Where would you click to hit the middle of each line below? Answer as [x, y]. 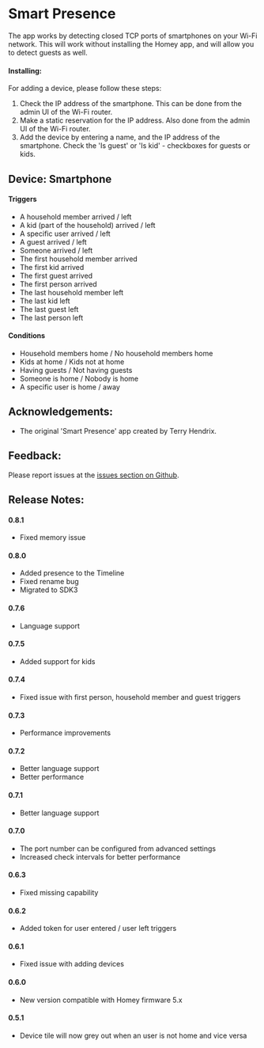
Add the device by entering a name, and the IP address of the [120, 137]
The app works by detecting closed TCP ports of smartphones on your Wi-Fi [133, 36]
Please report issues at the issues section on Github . [94, 475]
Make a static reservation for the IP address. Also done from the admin [135, 120]
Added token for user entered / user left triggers [98, 928]
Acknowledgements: [60, 412]
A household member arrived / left [75, 216]
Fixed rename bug [49, 582]
